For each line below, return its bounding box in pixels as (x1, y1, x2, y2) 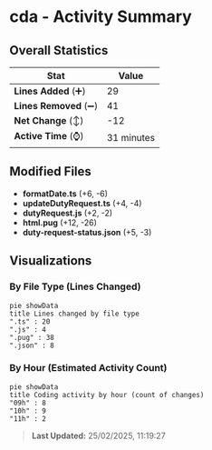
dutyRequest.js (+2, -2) (22, 207, 113, 218)
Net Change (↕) (14, 115, 84, 126)
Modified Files (9, 164, 92, 179)
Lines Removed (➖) (14, 100, 98, 112)
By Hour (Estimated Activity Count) (9, 362, 168, 375)
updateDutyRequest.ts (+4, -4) (22, 197, 142, 208)
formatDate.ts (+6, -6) (22, 188, 109, 199)
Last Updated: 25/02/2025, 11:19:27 (31, 430, 166, 441)
